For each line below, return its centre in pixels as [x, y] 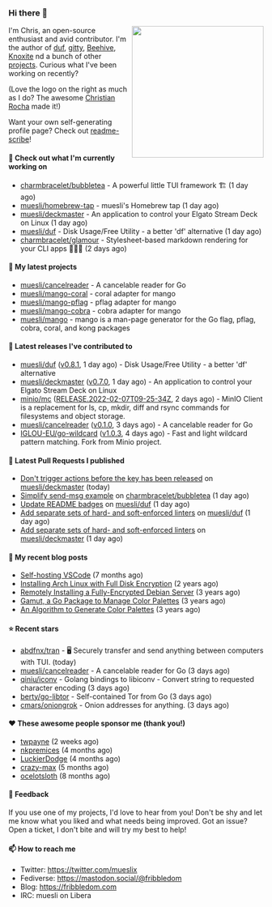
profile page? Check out [49, 131]
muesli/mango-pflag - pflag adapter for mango [98, 302]
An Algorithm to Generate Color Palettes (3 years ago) [110, 610]
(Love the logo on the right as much [68, 89]
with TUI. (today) [48, 662]
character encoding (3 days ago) [75, 688]
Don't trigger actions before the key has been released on [117, 479]
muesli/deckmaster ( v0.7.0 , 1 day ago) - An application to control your [136, 381]
